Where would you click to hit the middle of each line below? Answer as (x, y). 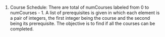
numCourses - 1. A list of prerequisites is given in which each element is (85, 13)
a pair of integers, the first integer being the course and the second (80, 18)
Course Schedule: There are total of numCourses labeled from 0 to (79, 7)
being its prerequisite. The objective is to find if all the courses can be (82, 23)
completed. (22, 29)
